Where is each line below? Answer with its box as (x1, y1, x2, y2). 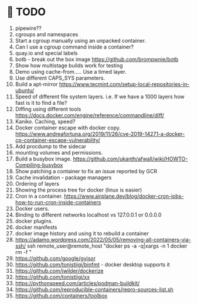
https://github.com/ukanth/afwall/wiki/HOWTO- (73, 155, 188, 162)
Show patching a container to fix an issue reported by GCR (15, 167, 158, 174)
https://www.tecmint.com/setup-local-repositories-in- (59, 80, 190, 87)
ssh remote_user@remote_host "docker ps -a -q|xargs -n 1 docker (26, 242, 188, 249)
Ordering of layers (15, 180, 59, 187)
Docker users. (15, 205, 49, 212)
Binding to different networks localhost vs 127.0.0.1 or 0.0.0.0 (15, 211, 162, 218)
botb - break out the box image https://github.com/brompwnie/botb (15, 56, 179, 63)
